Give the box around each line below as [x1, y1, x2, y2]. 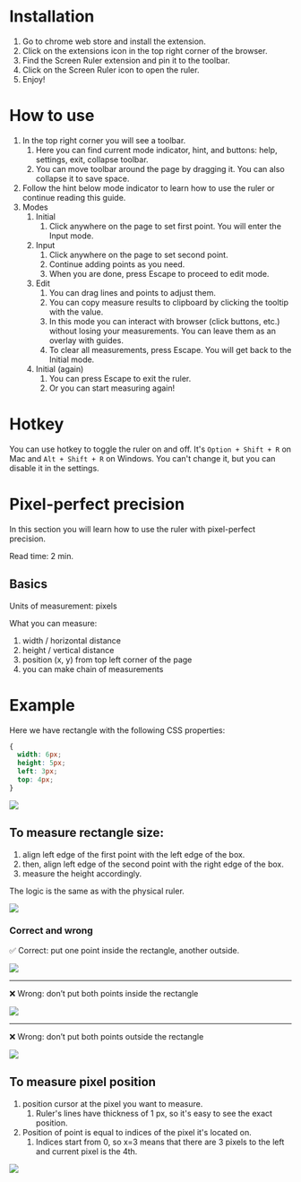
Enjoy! [21, 73, 46, 84]
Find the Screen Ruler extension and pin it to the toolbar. [21, 55, 230, 65]
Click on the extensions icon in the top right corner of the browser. [21, 45, 268, 56]
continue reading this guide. [21, 192, 126, 203]
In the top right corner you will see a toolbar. [21, 134, 186, 145]
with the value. [48, 306, 104, 317]
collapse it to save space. [35, 173, 130, 184]
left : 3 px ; [17, 767, 58, 776]
